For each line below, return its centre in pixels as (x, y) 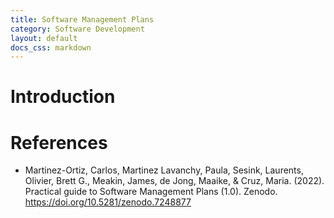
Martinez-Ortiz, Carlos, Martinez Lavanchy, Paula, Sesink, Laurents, (164, 170)
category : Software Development (77, 29)
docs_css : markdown (51, 47)
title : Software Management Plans (82, 19)
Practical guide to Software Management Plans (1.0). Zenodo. (151, 192)
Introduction (63, 97)
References (59, 142)
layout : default (44, 38)
